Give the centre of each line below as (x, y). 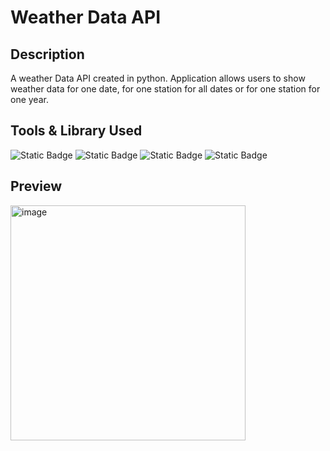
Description (47, 54)
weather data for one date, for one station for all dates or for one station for (165, 89)
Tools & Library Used (76, 131)
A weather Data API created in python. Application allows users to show (158, 78)
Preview (36, 186)
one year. (29, 99)
